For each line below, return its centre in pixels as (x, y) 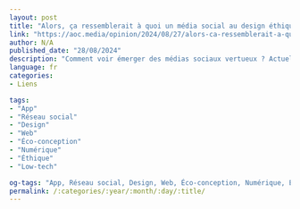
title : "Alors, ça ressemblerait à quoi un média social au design (137, 26)
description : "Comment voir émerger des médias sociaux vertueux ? (137, 59)
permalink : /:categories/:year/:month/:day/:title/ (107, 191)
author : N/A (31, 42)
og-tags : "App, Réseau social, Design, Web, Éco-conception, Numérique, (147, 183)
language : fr (33, 68)
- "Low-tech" (33, 166)
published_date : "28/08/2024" (66, 51)
